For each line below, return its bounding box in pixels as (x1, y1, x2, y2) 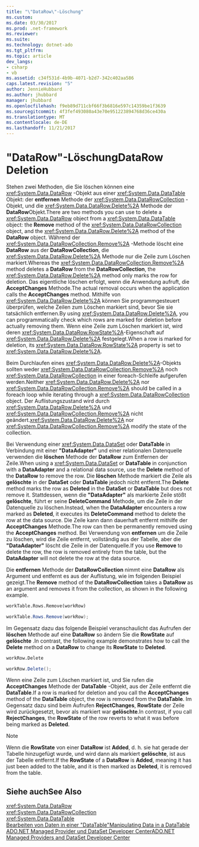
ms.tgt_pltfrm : (6, 48, 44, 54)
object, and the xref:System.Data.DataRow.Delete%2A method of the (6, 227, 175, 234)
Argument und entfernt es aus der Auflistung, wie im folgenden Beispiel (6, 572, 181, 579)
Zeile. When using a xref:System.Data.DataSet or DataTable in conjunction (6, 460, 187, 467)
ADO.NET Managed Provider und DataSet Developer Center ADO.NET (6, 828, 175, 835)
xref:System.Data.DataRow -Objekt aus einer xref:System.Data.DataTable (6, 189, 185, 197)
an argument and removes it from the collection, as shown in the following (6, 585, 187, 592)
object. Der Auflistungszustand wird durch (6, 397, 110, 404)
